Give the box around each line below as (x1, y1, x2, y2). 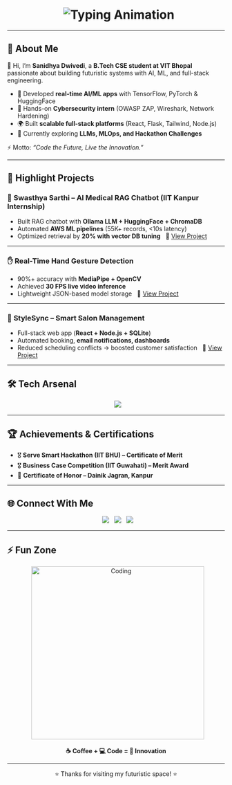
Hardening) (17, 111, 50, 120)
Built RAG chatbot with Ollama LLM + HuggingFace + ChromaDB (17, 217, 202, 226)
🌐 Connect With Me (7, 498, 94, 509)
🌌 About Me (7, 43, 59, 55)
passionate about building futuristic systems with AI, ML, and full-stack (7, 69, 209, 77)
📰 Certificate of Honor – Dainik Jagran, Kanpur (17, 471, 153, 479)
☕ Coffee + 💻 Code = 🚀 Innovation (66, 747, 166, 755)
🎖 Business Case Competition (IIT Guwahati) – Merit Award (17, 461, 189, 469)
